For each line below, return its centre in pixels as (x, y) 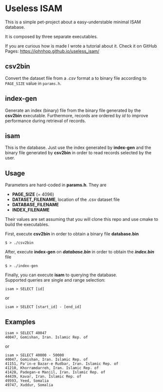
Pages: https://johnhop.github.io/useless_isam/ (52, 51)
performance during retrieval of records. (45, 121)
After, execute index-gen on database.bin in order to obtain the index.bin (80, 252)
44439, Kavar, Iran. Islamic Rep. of (43, 376)
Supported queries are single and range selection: (55, 280)
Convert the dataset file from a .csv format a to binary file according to (76, 78)
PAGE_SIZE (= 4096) (33, 195)
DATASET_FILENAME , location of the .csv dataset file (66, 199)
